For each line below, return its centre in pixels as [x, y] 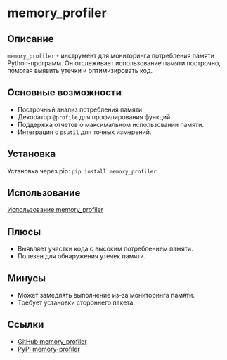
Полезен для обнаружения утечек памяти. [82, 256]
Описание [31, 39]
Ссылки [26, 325]
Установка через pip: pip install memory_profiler [82, 171]
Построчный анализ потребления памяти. [80, 109]
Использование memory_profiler [56, 210]
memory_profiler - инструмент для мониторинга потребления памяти [111, 55]
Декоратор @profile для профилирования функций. [95, 116]
